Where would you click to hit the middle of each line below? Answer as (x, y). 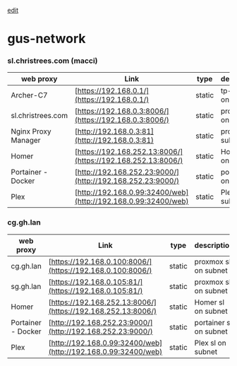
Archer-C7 (29, 95)
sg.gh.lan (26, 286)
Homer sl (209, 302)
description (214, 245)
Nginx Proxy (31, 131)
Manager (26, 141)
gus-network (47, 39)
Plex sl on (211, 343)
